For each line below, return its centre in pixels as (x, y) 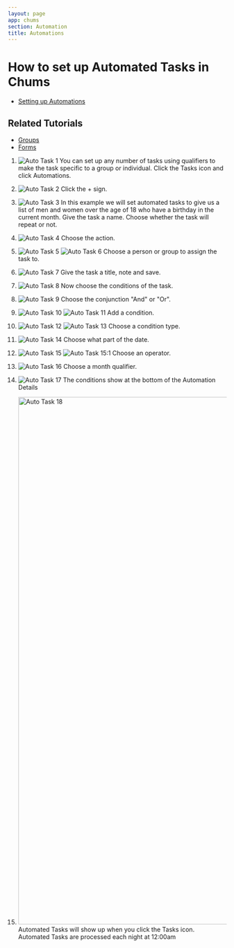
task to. (29, 259)
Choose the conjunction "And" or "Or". (116, 299)
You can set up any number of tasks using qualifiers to (137, 161)
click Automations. (44, 175)
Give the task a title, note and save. (111, 272)
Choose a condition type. (144, 326)
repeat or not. (37, 224)
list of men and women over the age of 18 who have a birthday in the (116, 210)
